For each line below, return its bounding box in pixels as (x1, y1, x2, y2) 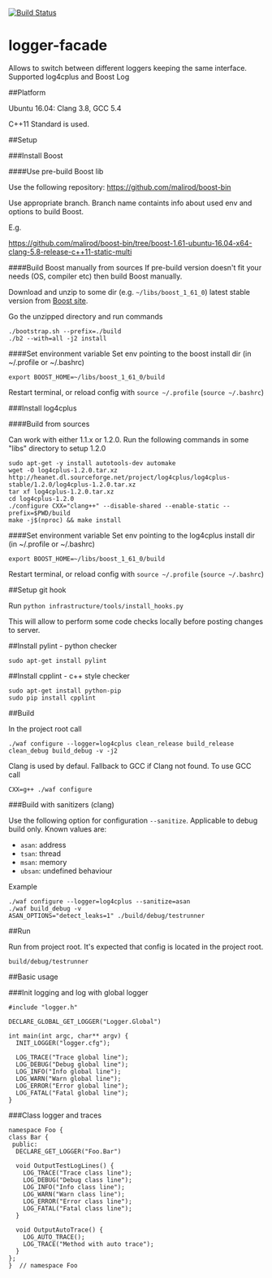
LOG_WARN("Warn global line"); (15, 1074, 122, 1083)
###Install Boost (8, 151, 63, 160)
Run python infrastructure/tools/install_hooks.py (8, 600, 184, 610)
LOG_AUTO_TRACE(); (23, 1232, 85, 1241)
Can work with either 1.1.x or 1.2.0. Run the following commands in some (8, 434, 249, 444)
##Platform (8, 87, 46, 97)
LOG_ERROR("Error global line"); (15, 1082, 129, 1090)
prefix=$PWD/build (8, 509, 71, 517)
